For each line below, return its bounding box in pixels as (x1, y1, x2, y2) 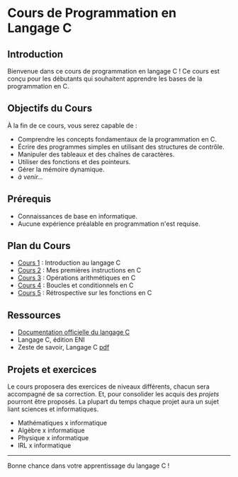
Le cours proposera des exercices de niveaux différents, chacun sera (7, 382, 210, 391)
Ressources (7, 309, 62, 321)
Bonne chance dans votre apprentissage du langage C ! (7, 461, 170, 470)
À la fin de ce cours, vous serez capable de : (7, 121, 137, 130)
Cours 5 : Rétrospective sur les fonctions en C (17, 289, 152, 297)
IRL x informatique (17, 441, 72, 450)
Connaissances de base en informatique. (17, 212, 138, 220)
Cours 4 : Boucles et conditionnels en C (17, 281, 134, 289)
